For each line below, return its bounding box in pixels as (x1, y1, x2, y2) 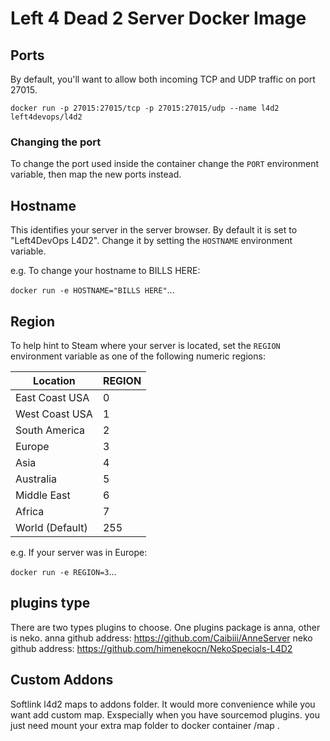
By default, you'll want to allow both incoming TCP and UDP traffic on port (10, 73, 316, 85)
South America (15, 423, 86, 437)
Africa (15, 504, 45, 518)
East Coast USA (15, 390, 90, 404)
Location (33, 373, 76, 387)
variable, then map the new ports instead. (10, 168, 182, 181)
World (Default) (15, 520, 88, 534)
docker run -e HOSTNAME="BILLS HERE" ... (10, 284, 175, 296)
